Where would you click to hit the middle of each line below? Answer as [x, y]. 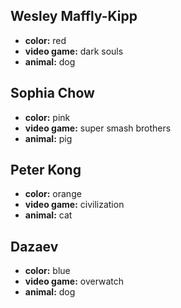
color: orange [53, 194]
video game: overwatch [74, 281]
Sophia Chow [52, 93]
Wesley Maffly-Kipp [74, 16]
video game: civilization [74, 205]
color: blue [47, 271]
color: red [45, 40]
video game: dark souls [74, 51]
